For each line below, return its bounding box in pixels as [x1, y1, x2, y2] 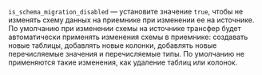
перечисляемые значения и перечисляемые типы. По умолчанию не [8, 49, 245, 58]
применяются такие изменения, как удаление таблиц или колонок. [8, 57, 238, 67]
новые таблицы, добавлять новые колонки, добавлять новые [8, 41, 217, 50]
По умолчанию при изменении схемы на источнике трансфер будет [8, 24, 241, 33]
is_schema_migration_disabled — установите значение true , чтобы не [8, 7, 244, 16]
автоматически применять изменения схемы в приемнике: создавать [8, 32, 248, 41]
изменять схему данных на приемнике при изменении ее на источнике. [8, 15, 255, 25]
